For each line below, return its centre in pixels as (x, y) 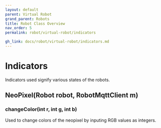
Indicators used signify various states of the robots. (58, 80)
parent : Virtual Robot (28, 14)
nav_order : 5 (19, 28)
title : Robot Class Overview (35, 23)
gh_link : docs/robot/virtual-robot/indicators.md (57, 42)
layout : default (22, 10)
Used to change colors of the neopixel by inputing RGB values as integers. (81, 120)
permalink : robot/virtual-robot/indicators (51, 33)
